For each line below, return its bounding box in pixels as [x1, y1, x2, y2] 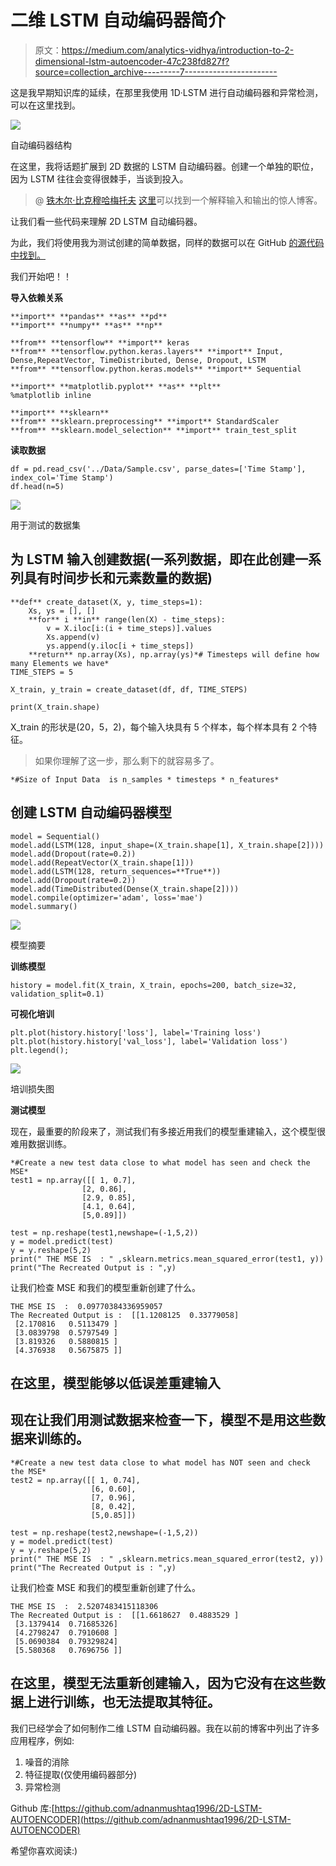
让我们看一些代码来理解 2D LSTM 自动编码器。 [10, 215, 203, 227]
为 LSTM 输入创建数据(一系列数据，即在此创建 [10, 551, 295, 568]
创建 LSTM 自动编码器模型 [10, 804, 172, 821]
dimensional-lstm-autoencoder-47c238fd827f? [34, 55, 230, 67]
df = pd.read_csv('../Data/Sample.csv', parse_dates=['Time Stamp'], [10, 464, 307, 474]
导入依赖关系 [10, 291, 63, 303]
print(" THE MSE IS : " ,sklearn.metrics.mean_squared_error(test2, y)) [10, 1554, 325, 1564]
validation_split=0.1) [10, 989, 105, 999]
